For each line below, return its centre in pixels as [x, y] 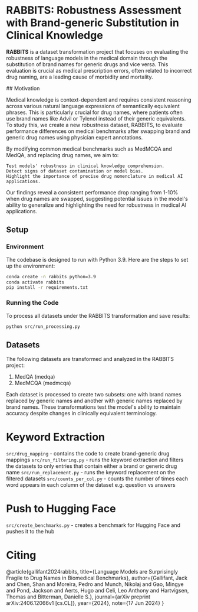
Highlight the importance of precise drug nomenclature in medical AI [95, 176]
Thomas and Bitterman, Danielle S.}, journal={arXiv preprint [78, 597]
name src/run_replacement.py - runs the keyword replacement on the [91, 473]
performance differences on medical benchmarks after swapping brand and [98, 131]
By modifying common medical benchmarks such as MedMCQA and [89, 149]
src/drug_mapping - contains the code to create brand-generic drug [88, 454]
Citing [21, 555]
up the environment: [31, 266]
